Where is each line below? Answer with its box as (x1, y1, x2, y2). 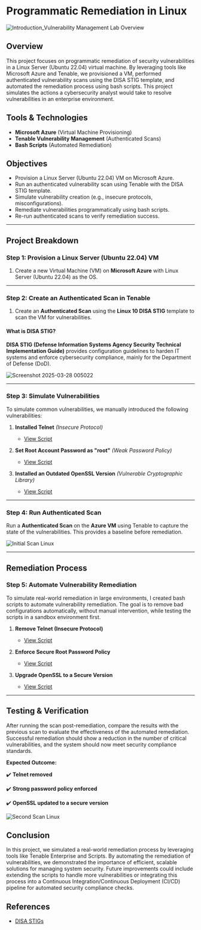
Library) (14, 476, 35, 483)
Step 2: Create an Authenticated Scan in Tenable (6, 294, 151, 302)
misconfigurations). (14, 200, 63, 207)
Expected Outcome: (6, 758, 57, 766)
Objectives (6, 158, 48, 169)
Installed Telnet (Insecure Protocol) (14, 423, 103, 431)
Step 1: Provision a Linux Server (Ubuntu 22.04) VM (6, 253, 159, 261)
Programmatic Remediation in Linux (6, 4, 187, 18)
